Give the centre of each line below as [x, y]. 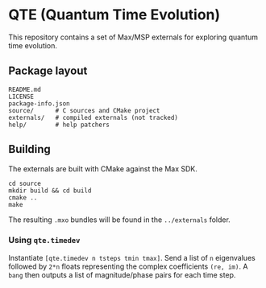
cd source [25, 183]
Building [29, 149]
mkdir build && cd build [50, 191]
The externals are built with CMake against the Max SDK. [103, 169]
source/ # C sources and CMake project [84, 110]
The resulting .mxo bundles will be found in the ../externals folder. [120, 220]
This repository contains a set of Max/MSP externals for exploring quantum [133, 37]
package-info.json [39, 103]
